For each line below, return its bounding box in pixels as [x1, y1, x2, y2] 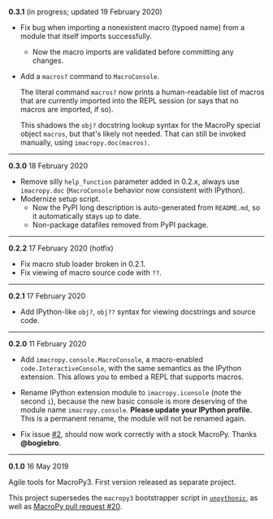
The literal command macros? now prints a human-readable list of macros [19, 87, 265, 97]
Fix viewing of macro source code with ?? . [19, 268, 162, 277]
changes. [32, 56, 64, 65]
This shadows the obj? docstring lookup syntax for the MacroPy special [19, 120, 261, 129]
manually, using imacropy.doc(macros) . [19, 137, 150, 147]
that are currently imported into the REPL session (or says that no [19, 96, 239, 105]
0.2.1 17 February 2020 [8, 291, 86, 300]
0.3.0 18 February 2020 [8, 161, 88, 170]
